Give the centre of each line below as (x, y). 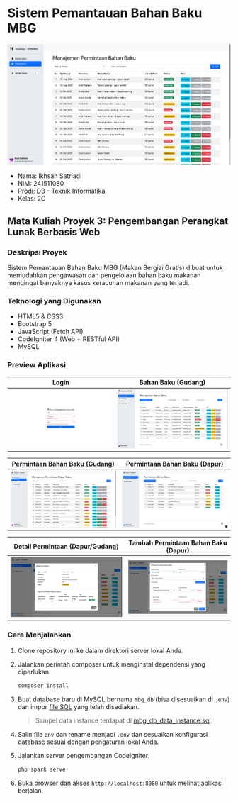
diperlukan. (34, 672)
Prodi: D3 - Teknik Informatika (61, 191)
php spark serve (41, 769)
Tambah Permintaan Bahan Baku (178, 542)
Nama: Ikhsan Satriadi (50, 176)
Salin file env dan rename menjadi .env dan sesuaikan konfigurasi (113, 734)
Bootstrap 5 (35, 324)
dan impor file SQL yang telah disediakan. (78, 706)
